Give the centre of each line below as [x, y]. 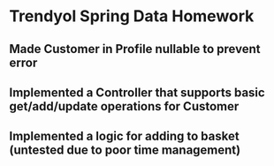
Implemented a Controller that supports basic [137, 92]
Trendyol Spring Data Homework [132, 16]
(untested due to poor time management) [125, 151]
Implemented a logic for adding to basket [125, 136]
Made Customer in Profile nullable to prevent [135, 49]
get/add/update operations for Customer [124, 106]
